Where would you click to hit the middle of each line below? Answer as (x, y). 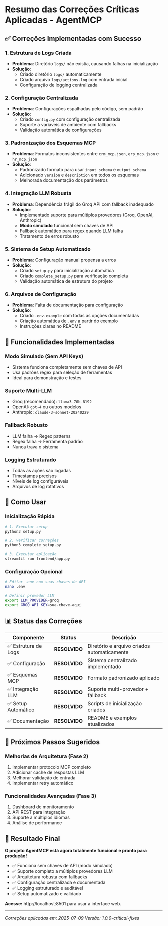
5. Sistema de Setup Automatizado (48, 249)
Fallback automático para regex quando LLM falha (71, 231)
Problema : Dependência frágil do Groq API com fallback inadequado (83, 204)
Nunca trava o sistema (35, 447)
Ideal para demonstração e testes (47, 378)
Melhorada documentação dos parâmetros (64, 180)
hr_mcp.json (25, 159)
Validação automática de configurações (61, 130)
